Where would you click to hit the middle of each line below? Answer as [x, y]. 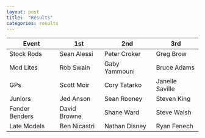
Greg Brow [171, 54]
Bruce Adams [175, 67]
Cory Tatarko [123, 85]
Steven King [173, 99]
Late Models [27, 126]
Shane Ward [122, 112]
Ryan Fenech [174, 126]
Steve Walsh [174, 112]
